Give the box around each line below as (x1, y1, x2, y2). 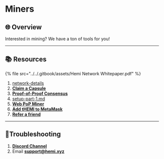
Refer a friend (12, 111, 41, 117)
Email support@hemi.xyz (12, 148, 65, 154)
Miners (5, 3, 34, 15)
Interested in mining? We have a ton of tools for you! (5, 36, 110, 42)
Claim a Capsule (12, 85, 46, 91)
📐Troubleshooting (5, 130, 61, 138)
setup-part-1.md (12, 95, 45, 101)
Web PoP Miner (12, 101, 44, 107)
